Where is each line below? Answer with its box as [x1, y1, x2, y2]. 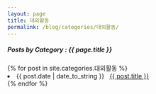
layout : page [7, 10, 46, 18]
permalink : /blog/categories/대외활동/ [7, 23, 119, 30]
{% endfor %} [7, 79, 48, 88]
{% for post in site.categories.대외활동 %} [7, 64, 128, 73]
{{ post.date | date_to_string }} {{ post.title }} [16, 72, 150, 81]
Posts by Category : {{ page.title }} [7, 45, 112, 54]
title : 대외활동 [7, 17, 50, 24]
